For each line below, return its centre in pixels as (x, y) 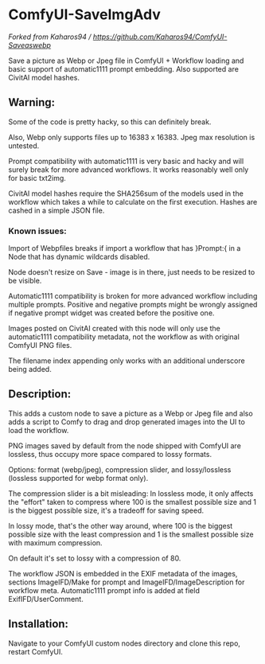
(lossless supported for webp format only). (78, 478)
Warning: (32, 102)
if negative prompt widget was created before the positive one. (111, 313)
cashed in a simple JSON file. (57, 210)
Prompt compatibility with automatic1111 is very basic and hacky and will (126, 161)
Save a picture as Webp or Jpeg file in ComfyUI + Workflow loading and (126, 61)
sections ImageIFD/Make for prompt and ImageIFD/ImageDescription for (127, 582)
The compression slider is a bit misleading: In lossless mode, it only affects (131, 493)
